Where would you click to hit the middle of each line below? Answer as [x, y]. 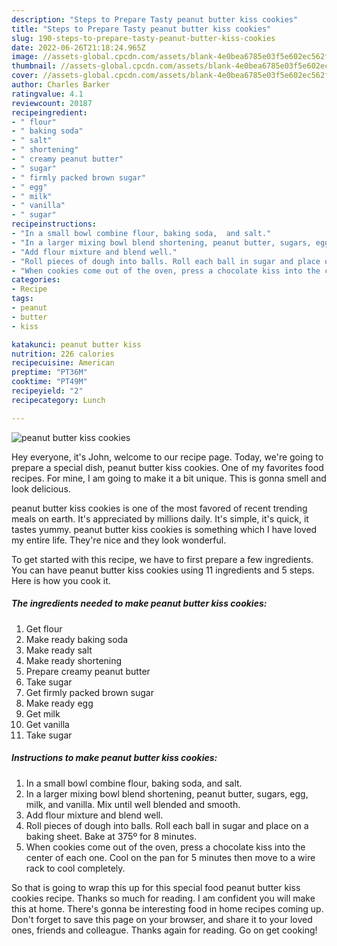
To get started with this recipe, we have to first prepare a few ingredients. [162, 559]
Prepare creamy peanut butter [88, 671]
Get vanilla [47, 724]
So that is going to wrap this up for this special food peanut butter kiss [156, 887]
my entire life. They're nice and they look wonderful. [119, 540]
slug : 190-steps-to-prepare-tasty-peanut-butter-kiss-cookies [143, 38]
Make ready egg [59, 703]
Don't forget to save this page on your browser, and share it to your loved [162, 919]
